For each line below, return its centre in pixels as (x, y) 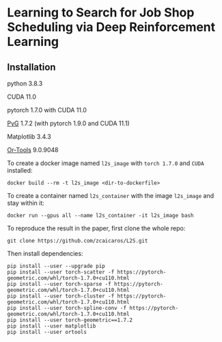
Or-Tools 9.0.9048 (33, 150)
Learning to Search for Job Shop (101, 13)
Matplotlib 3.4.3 (29, 136)
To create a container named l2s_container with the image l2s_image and (111, 196)
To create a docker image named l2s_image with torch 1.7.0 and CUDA (106, 163)
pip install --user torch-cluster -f (61, 296)
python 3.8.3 (25, 83)
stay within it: (26, 203)
